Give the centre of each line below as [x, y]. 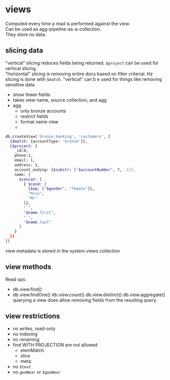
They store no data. [26, 34]
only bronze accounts [43, 110]
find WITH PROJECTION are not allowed [55, 345]
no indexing [25, 334]
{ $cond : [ [35, 184]
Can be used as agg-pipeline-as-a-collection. [53, 29]
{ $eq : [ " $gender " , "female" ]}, [61, 189]
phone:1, [24, 155]
